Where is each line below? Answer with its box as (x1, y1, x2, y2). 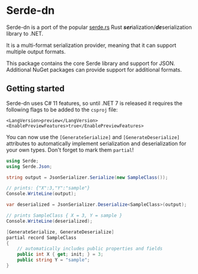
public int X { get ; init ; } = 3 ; (17, 251, 104, 258)
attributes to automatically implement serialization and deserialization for (6, 140, 187, 147)
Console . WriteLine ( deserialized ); (6, 218, 93, 224)
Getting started (6, 84, 65, 94)
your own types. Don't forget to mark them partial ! (6, 146, 134, 154)
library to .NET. (6, 30, 44, 37)
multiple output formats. (6, 48, 66, 55)
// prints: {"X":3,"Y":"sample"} (6, 185, 90, 191)
